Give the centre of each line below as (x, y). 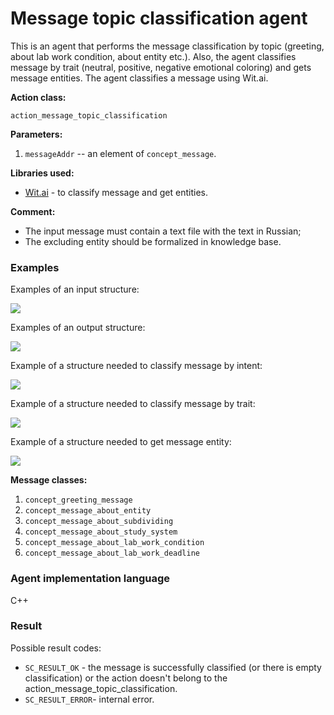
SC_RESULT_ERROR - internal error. (89, 699)
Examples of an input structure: (75, 289)
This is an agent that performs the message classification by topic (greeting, (167, 46)
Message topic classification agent (159, 18)
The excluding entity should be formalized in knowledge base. (153, 241)
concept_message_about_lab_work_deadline (112, 553)
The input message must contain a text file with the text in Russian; (163, 231)
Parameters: (36, 134)
